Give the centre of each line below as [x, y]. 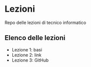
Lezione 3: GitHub [30, 60]
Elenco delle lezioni [35, 38]
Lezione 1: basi [27, 49]
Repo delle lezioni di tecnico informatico [45, 22]
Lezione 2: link [26, 55]
